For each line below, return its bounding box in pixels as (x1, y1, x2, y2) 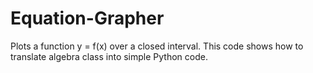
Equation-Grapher (10, 7, 165, 30)
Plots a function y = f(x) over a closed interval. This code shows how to (10, 40, 304, 52)
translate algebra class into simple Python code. (10, 50, 208, 62)
